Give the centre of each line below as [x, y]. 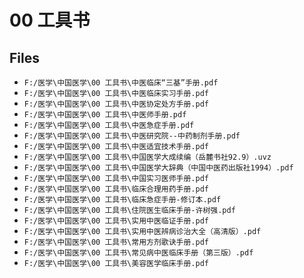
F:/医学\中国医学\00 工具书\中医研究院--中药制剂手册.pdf [132, 136]
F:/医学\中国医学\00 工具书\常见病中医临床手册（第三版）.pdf [138, 253]
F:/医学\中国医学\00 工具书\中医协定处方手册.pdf [116, 104]
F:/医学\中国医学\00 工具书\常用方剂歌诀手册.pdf [116, 242]
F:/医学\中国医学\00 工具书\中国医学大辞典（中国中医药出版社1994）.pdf [158, 168]
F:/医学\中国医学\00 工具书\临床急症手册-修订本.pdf [122, 200]
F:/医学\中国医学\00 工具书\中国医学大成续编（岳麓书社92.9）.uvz [147, 157]
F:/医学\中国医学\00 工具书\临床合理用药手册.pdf [116, 189]
